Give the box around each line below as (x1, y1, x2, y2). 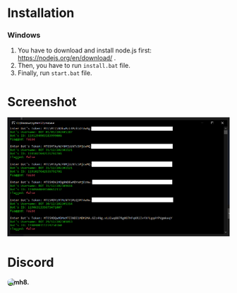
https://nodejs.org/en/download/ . (17, 54, 116, 62)
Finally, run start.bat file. (17, 69, 92, 77)
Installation (7, 5, 75, 21)
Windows (7, 30, 41, 40)
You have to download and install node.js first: (17, 46, 152, 54)
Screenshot (7, 93, 77, 110)
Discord (7, 254, 54, 270)
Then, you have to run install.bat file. (17, 62, 130, 70)
